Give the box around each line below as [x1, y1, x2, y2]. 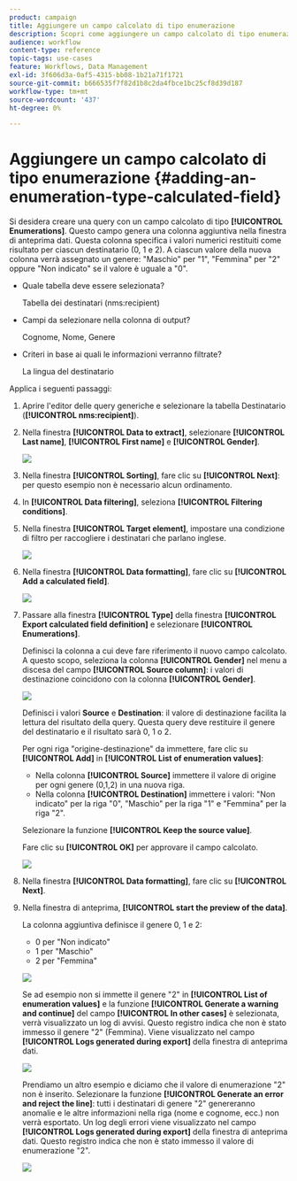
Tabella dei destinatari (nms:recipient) [21, 297, 161, 308]
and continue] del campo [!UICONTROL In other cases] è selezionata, [21, 1008, 280, 1019]
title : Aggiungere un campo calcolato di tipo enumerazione [9, 21, 236, 30]
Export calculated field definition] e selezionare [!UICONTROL [21, 619, 254, 629]
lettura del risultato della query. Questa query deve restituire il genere [21, 717, 276, 728]
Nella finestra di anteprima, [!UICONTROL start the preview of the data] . [21, 902, 288, 913]
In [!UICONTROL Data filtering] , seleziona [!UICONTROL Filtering [21, 497, 263, 507]
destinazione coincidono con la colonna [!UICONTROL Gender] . [21, 674, 256, 684]
